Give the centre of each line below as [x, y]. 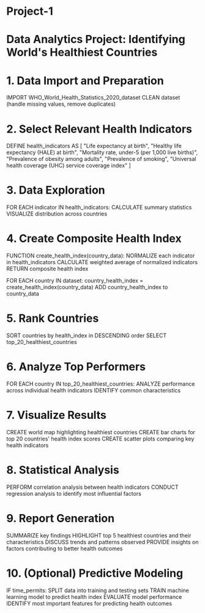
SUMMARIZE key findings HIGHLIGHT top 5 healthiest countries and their [99, 535]
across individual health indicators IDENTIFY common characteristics [94, 390]
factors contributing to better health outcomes [65, 549]
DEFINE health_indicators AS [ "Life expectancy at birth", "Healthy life [94, 146]
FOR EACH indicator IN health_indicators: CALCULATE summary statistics [99, 208]
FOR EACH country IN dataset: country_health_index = [75, 281]
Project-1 [30, 11]
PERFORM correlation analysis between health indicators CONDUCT [92, 487]
